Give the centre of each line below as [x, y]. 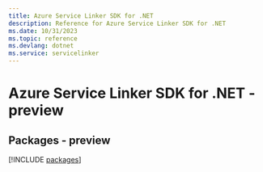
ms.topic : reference [43, 38]
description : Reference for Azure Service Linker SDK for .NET [117, 23]
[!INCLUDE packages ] [45, 159]
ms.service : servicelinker [54, 53]
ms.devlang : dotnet [41, 46]
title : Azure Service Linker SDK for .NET [81, 16]
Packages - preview [59, 140]
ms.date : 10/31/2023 [43, 31]
